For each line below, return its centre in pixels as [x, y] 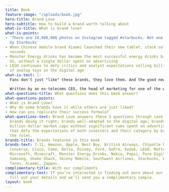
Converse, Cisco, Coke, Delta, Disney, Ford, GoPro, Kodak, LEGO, [81, 149]
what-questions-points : [30, 98]
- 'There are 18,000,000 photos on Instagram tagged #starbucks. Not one [84, 38]
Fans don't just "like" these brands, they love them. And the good [83, 80]
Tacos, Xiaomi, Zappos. [34, 163]
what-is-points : [22, 33]
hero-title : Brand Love [30, 19]
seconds [18, 52]
